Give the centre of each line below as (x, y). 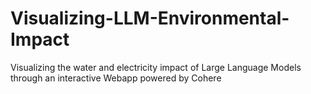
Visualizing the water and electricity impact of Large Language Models (156, 67)
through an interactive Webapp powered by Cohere (116, 78)
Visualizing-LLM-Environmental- (150, 18)
